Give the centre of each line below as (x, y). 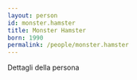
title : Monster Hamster (47, 30)
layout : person (33, 15)
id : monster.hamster (42, 23)
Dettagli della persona (43, 67)
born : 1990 (25, 38)
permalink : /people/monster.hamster (68, 45)
